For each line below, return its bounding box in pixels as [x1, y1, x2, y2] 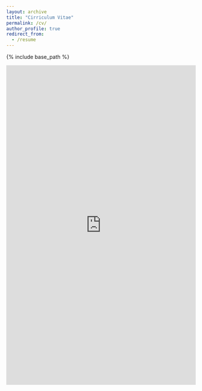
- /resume [11, 37, 36, 43]
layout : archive [6, 8, 47, 15]
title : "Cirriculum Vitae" [6, 14, 74, 20]
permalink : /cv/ [6, 20, 47, 26]
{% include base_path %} [6, 54, 70, 60]
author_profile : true [6, 25, 61, 32]
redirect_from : [6, 31, 44, 37]
